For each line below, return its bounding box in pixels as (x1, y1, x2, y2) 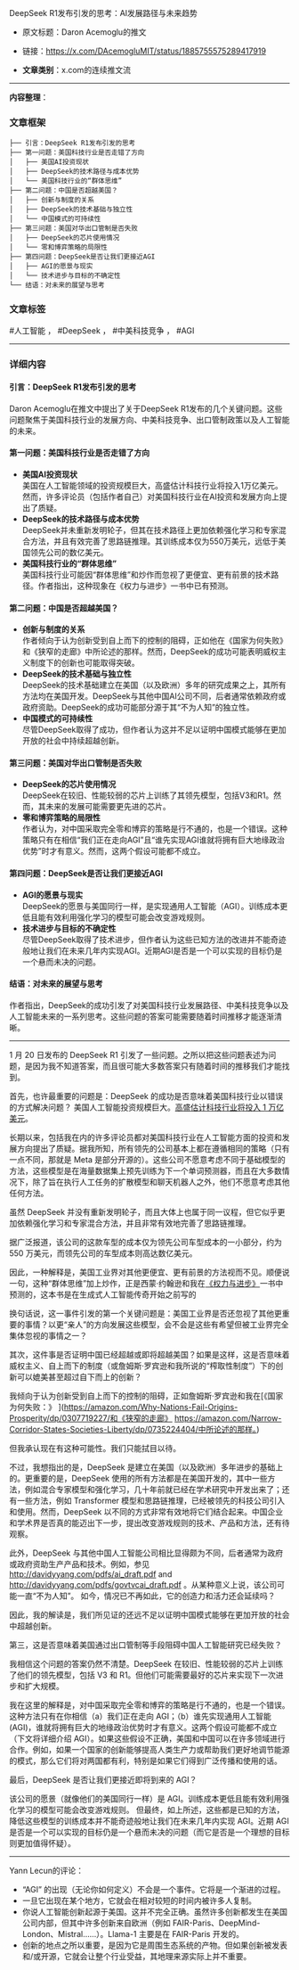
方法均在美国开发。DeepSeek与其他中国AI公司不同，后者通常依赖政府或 (21, 691, 287, 702)
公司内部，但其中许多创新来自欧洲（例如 (21, 1917, 171, 1928)
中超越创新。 (9, 1621, 56, 1631)
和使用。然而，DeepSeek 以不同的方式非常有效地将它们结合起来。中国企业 (9, 1506, 283, 1517)
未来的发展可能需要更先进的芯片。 (45, 801, 171, 812)
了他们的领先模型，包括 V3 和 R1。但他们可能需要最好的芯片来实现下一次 (9, 1670, 276, 1680)
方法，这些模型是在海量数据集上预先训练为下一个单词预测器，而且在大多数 (9, 1165, 282, 1176)
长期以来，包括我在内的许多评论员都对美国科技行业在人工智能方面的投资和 (9, 1131, 282, 1143)
